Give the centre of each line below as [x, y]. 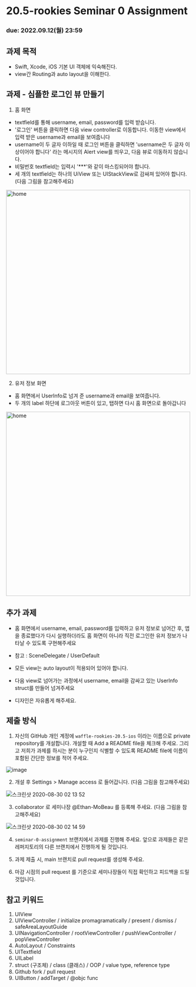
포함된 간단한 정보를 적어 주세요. [52, 758]
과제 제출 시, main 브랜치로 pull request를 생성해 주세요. [79, 860]
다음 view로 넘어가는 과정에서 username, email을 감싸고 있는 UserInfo [96, 680]
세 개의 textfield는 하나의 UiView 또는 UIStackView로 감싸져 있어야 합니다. [101, 174]
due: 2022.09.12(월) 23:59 [44, 31]
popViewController [37, 939]
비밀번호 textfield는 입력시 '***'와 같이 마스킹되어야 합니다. [82, 166]
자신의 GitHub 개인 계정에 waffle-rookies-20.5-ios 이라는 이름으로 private [102, 736]
